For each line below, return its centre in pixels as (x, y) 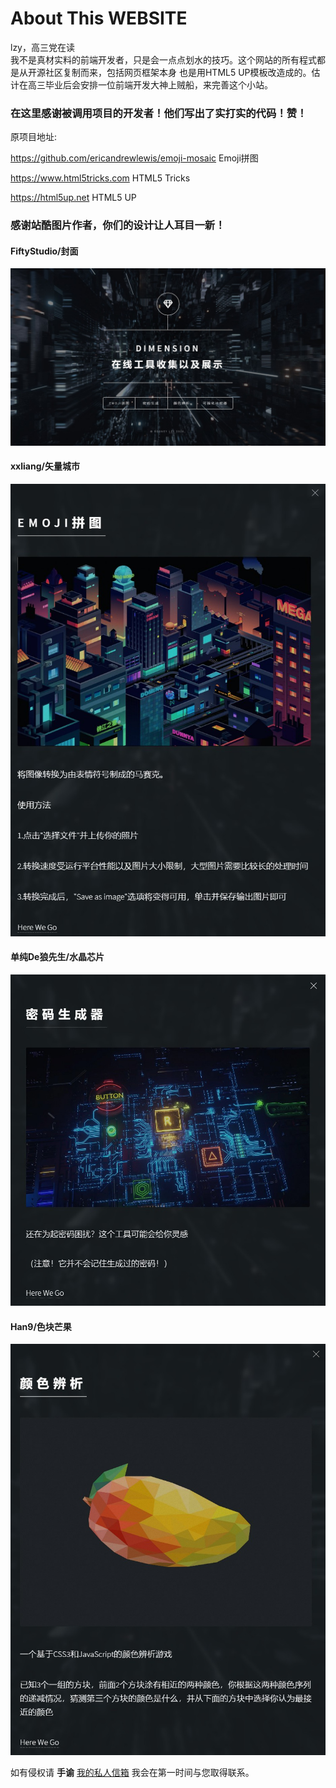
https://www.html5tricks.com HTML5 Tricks (100, 178)
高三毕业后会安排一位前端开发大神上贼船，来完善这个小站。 (150, 84)
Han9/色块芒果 (41, 1326)
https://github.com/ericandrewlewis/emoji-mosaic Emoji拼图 (134, 158)
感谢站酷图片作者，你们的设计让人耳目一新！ (118, 225)
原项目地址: (34, 137)
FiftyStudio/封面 (44, 251)
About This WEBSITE (99, 18)
